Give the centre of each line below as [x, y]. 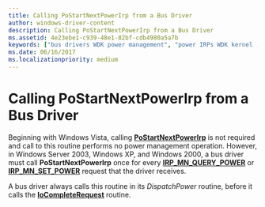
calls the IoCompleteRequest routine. [70, 194]
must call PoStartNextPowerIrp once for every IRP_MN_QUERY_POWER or [131, 162]
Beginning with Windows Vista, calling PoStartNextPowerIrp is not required [132, 137]
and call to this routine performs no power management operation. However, [133, 145]
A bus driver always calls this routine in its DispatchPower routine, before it [131, 186]
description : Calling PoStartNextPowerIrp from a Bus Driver [111, 30]
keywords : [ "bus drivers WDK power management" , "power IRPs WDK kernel [131, 45]
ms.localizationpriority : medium [63, 60]
